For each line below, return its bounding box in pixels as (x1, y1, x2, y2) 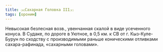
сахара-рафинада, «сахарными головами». (5, 41, 99, 47)
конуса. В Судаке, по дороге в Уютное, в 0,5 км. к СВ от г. (5, 31, 129, 37)
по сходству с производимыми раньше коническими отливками (19, 36, 158, 42)
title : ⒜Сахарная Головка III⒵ (5, 7, 74, 12)
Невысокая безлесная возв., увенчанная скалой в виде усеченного (5, 25, 150, 31)
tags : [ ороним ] (5, 12, 37, 17)
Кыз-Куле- (130, 31, 153, 37)
